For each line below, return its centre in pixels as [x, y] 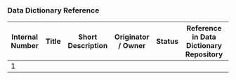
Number [25, 46]
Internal [25, 37]
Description [88, 46]
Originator [132, 37]
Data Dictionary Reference [53, 10]
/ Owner [132, 46]
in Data [204, 37]
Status [168, 42]
